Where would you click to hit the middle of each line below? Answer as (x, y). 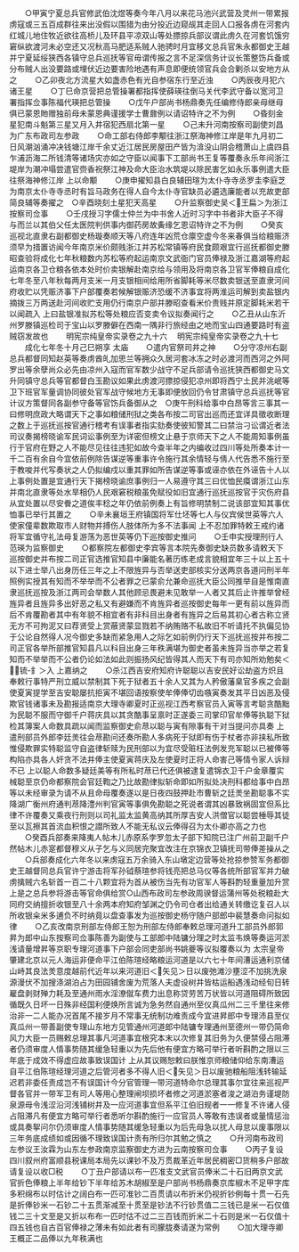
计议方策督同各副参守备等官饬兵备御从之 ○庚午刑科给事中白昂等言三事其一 (149, 403)
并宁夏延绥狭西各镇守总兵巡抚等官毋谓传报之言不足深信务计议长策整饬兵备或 (149, 57)
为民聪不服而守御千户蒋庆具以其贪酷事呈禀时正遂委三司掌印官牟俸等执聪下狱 (149, 715)
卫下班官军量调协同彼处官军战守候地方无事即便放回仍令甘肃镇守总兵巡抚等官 (149, 392)
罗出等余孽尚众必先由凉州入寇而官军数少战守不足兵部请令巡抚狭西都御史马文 (149, 369)
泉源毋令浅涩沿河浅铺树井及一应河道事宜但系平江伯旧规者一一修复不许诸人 (145, 1105)
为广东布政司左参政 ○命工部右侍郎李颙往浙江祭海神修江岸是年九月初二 (146, 135)
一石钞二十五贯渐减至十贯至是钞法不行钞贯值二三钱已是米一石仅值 (169, 1205)
